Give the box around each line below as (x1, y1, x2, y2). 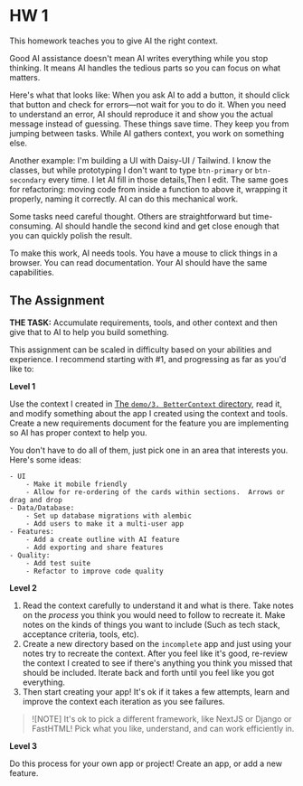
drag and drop (9, 495, 63, 504)
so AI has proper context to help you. (9, 426, 147, 438)
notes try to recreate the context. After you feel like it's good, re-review (22, 648, 289, 659)
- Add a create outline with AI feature (25, 535, 180, 544)
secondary (9, 175, 47, 185)
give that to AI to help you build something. (9, 326, 169, 337)
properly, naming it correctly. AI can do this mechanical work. (9, 193, 239, 204)
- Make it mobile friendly (25, 480, 128, 489)
